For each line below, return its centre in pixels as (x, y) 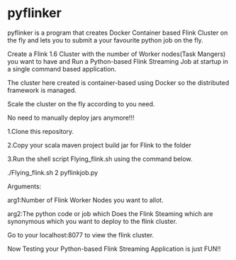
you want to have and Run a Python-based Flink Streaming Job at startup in (118, 61)
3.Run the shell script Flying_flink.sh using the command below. (100, 159)
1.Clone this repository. (41, 131)
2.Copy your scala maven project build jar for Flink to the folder (99, 145)
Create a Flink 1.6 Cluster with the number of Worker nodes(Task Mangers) (117, 54)
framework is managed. (42, 90)
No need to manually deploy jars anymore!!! (71, 118)
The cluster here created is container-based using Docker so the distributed (118, 82)
